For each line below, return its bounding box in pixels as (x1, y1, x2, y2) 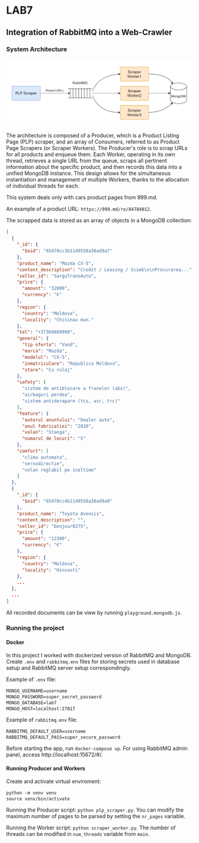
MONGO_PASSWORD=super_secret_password (6, 694, 102, 700)
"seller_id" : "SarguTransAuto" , (17, 273, 97, 279)
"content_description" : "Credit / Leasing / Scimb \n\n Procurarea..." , (17, 266, 195, 273)
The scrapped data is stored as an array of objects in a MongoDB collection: (6, 217, 192, 224)
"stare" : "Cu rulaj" (21, 367, 73, 373)
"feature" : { (17, 411, 49, 416)
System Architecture (6, 45, 68, 53)
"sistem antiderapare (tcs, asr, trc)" (21, 398, 120, 404)
